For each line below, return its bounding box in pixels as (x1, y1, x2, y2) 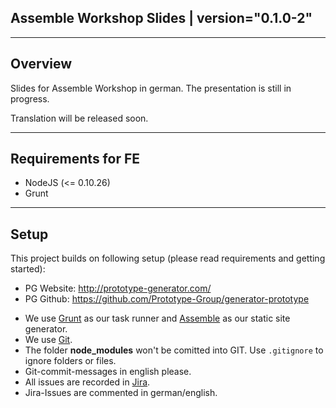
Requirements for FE (10, 151, 141, 168)
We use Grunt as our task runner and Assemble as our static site (24, 312, 291, 325)
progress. (10, 92, 50, 105)
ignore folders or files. (24, 355, 117, 367)
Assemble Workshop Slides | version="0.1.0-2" (10, 10, 313, 27)
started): (10, 263, 46, 275)
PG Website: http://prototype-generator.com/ (24, 282, 212, 295)
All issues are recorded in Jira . (24, 376, 151, 388)
